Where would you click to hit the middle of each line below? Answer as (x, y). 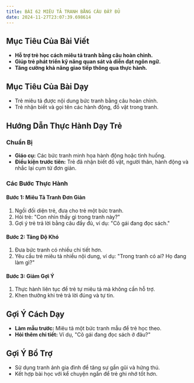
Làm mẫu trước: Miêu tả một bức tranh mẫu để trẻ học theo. (88, 329)
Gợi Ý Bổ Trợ (30, 353)
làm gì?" (25, 263)
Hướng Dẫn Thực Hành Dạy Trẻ (64, 126)
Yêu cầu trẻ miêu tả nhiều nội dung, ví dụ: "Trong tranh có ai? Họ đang (100, 256)
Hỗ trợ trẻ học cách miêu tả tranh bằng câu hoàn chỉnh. (84, 55)
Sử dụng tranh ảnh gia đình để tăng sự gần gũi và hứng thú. (87, 367)
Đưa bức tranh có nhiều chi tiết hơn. (58, 250)
